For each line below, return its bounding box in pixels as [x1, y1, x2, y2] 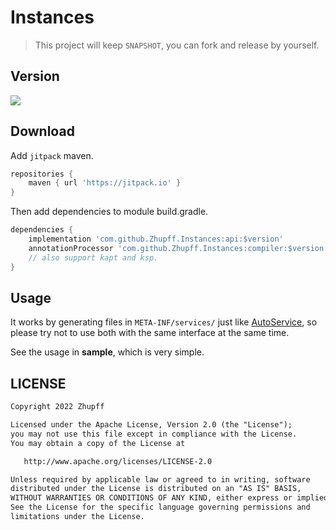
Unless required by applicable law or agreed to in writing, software [10, 474, 311, 485]
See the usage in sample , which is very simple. [10, 346, 205, 358]
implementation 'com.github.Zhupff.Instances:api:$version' [28, 234, 284, 245]
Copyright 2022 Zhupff [10, 402, 105, 412]
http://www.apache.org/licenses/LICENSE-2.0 [23, 456, 213, 466]
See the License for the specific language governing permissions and [10, 502, 311, 513]
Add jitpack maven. [10, 149, 94, 161]
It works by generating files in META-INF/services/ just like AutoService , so [10, 316, 318, 328]
